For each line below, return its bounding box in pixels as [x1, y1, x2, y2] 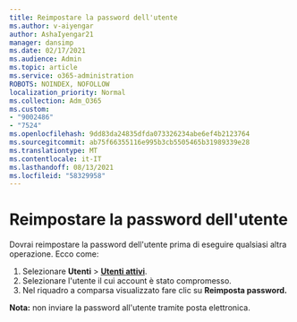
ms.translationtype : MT [9, 146, 98, 155]
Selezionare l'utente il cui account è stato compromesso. [21, 275, 233, 286]
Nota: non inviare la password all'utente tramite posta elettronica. [9, 302, 250, 313]
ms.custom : [9, 105, 50, 114]
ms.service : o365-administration [9, 72, 134, 80]
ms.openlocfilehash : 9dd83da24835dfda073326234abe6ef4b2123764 [9, 130, 250, 139]
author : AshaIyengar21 [9, 30, 94, 38]
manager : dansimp [9, 38, 74, 47]
